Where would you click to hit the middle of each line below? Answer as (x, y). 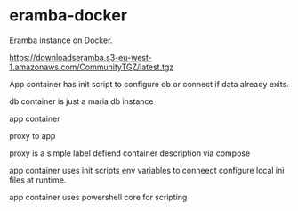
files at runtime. (38, 180)
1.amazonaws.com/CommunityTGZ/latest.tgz (92, 67)
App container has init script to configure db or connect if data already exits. (149, 84)
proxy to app (32, 135)
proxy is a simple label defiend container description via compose (130, 153)
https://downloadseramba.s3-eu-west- (81, 57)
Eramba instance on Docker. (61, 40)
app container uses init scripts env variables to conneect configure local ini (147, 170)
